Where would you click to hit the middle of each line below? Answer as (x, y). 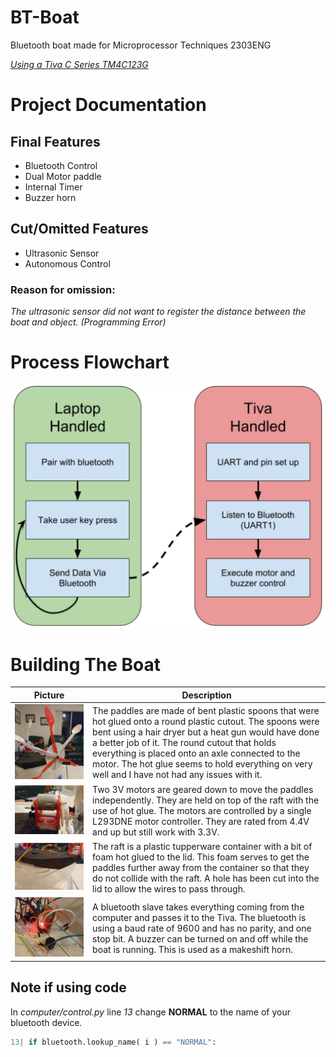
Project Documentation (108, 105)
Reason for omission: (63, 289)
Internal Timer (53, 187)
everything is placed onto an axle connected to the (196, 753)
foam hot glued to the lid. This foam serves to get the (201, 857)
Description (206, 695)
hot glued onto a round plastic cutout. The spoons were (206, 722)
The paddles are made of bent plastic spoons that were (206, 711)
